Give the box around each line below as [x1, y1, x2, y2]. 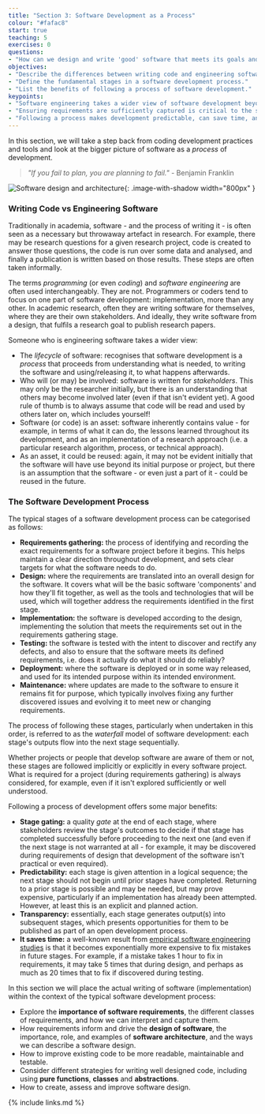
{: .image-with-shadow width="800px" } [124, 183, 256, 193]
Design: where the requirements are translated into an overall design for [19, 572, 255, 581]
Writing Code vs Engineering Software [8, 203, 159, 214]
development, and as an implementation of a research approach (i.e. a [19, 435, 248, 444]
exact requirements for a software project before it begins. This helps [19, 546, 245, 556]
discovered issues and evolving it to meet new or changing [19, 697, 211, 707]
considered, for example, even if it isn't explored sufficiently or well [8, 778, 226, 788]
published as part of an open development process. [19, 926, 188, 936]
